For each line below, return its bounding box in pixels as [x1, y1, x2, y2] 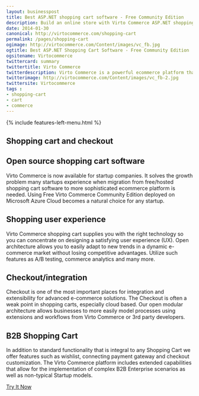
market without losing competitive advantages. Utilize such [33, 249, 178, 256]
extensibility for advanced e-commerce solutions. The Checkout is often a [6, 294, 187, 302]
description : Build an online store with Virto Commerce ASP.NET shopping [6, 20, 195, 26]
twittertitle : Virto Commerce [6, 64, 81, 70]
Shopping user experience [6, 214, 106, 224]
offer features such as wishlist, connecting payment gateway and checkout [6, 353, 190, 360]
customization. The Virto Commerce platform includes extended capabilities [6, 359, 192, 366]
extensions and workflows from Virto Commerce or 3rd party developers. [6, 313, 185, 321]
